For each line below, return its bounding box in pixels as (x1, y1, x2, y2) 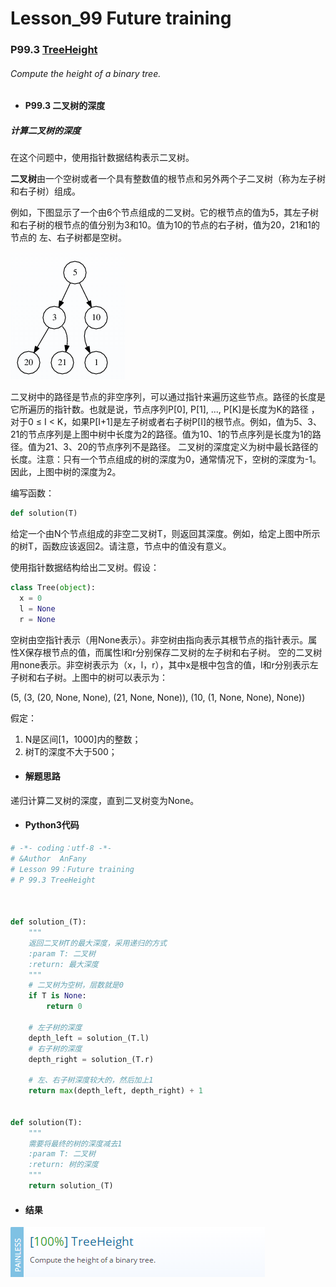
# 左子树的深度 (28, 1022, 83, 1032)
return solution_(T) (28, 1181, 114, 1191)
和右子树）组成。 (10, 185, 81, 197)
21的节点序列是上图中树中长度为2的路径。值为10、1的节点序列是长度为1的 (10, 428, 313, 441)
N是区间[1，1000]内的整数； (24, 733, 142, 745)
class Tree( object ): (10, 583, 97, 593)
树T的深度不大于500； (24, 745, 118, 757)
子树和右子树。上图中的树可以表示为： (10, 671, 168, 683)
